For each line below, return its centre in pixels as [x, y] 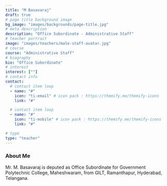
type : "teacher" [23, 138]
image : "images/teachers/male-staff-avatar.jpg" [58, 44]
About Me [18, 156]
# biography [18, 58]
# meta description [26, 29]
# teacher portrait [26, 39]
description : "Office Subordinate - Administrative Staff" [70, 34]
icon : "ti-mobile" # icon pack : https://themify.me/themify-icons [88, 119]
